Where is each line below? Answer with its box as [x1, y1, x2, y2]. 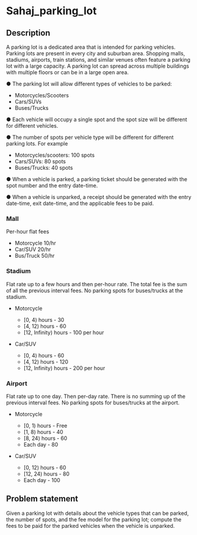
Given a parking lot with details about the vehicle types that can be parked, [6, 509, 189, 517]
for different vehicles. [6, 122, 59, 129]
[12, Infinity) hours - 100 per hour [23, 328, 105, 336]
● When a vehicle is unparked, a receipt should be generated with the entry [6, 194, 192, 200]
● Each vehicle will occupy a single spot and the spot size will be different [6, 116, 188, 123]
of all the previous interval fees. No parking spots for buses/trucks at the [6, 287, 183, 294]
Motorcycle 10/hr [14, 239, 56, 247]
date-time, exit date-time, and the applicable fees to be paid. [6, 200, 154, 207]
